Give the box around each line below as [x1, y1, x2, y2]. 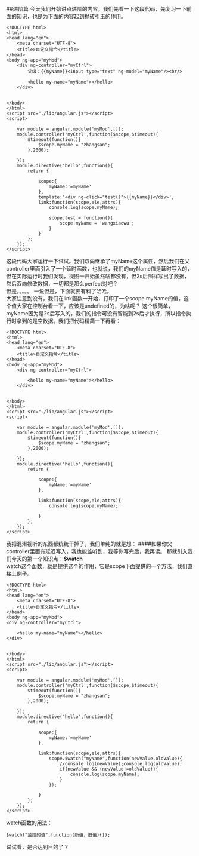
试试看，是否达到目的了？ [6, 843, 69, 850]
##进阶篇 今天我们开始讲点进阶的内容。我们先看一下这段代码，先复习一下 [6, 5, 186, 12]
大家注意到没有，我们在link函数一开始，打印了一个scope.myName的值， [6, 295, 184, 302]
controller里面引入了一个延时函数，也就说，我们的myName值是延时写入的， [6, 265, 192, 272]
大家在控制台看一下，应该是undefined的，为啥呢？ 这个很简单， [16, 302, 174, 309]
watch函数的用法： [6, 819, 53, 826]
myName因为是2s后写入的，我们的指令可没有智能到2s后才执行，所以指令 [6, 310, 186, 317]
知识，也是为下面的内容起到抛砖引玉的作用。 [16, 13, 126, 20]
